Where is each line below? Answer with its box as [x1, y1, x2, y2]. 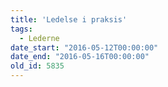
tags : [10, 24, 33, 34]
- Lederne [19, 33, 60, 43]
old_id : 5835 [10, 61, 65, 71]
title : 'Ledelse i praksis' [10, 14, 128, 25]
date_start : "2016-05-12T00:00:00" [10, 42, 159, 53]
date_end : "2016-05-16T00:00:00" [10, 52, 150, 62]
